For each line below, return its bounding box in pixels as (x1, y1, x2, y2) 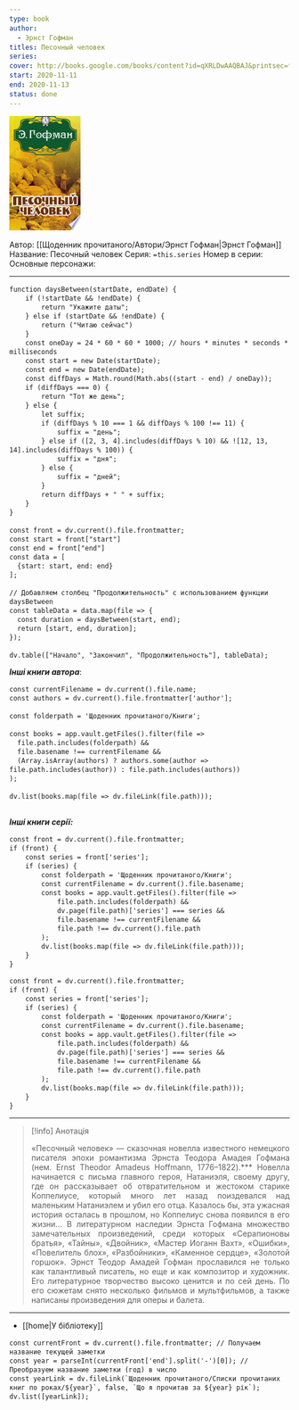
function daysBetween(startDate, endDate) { (9, 285, 177, 294)
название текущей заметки (9, 1348, 105, 1356)
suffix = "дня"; (56, 454, 117, 463)
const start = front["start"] (9, 535, 122, 543)
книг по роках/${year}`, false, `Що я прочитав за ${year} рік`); (9, 1383, 261, 1392)
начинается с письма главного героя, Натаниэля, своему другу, (30, 1171, 290, 1182)
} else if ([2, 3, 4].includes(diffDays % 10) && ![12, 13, (41, 436, 269, 445)
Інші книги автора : (9, 666, 83, 677)
